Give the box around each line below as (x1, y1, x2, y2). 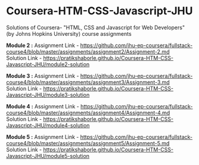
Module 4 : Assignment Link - (6, 102, 79, 110)
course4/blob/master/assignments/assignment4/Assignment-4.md (6, 109, 170, 116)
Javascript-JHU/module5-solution (6, 152, 90, 159)
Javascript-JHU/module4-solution (6, 122, 90, 129)
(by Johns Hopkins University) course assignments (6, 30, 132, 37)
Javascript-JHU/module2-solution (6, 61, 90, 68)
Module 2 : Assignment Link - (6, 42, 79, 49)
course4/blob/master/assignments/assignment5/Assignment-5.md (6, 139, 170, 147)
